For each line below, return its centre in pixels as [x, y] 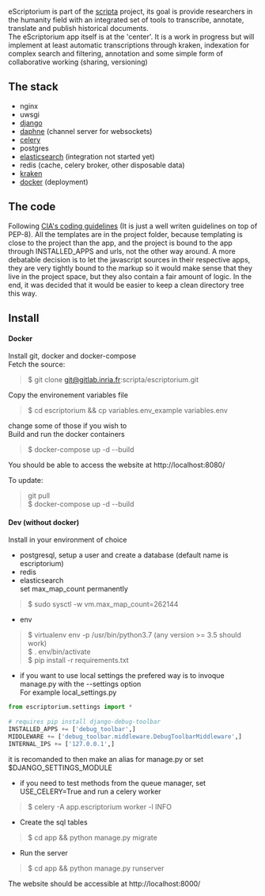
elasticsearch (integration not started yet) [87, 156]
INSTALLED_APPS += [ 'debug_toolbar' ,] [72, 729]
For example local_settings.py [68, 692]
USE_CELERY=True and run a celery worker [90, 791]
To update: [26, 481]
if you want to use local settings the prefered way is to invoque [122, 676]
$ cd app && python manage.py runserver [96, 868]
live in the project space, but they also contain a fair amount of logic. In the [130, 276]
